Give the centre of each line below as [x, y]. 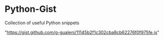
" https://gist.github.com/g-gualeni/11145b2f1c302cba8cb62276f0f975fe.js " [82, 32]
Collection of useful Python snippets [42, 23]
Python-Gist [31, 9]
